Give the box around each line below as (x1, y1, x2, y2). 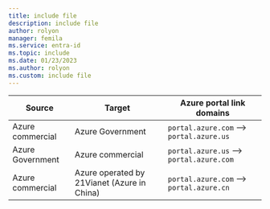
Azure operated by (75, 166, 145, 178)
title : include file (8, 11, 78, 20)
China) (75, 186, 100, 198)
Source (25, 102, 54, 113)
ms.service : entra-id (8, 42, 81, 50)
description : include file (8, 19, 99, 27)
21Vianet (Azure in (75, 177, 146, 188)
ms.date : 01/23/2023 (8, 57, 78, 65)
